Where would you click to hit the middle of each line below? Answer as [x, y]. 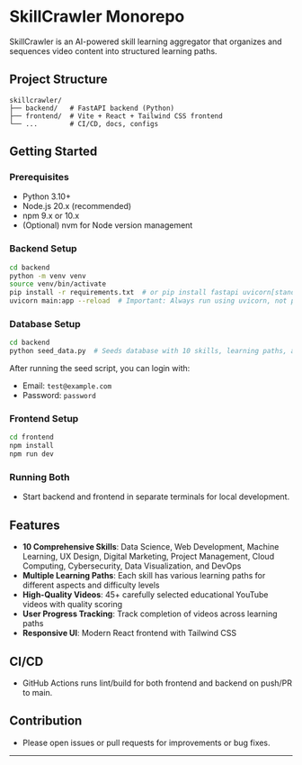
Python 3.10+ [47, 196]
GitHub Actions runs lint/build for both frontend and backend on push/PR [157, 683]
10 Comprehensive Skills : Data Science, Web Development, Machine [151, 547]
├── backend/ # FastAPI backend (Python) [92, 108]
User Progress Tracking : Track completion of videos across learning [150, 614]
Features [35, 525]
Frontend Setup [44, 419]
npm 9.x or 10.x [51, 216]
